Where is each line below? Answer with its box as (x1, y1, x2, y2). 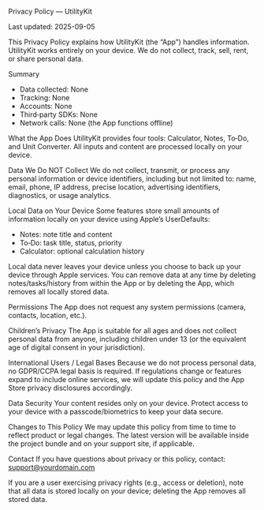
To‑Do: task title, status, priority (19, 238, 122, 247)
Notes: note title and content (19, 230, 113, 239)
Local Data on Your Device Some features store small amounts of (8, 206, 220, 216)
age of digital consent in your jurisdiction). (8, 343, 146, 352)
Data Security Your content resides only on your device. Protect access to (8, 399, 248, 407)
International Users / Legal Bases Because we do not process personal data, (8, 358, 256, 367)
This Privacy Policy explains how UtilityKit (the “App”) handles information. (8, 37, 250, 47)
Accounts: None (19, 102, 73, 111)
